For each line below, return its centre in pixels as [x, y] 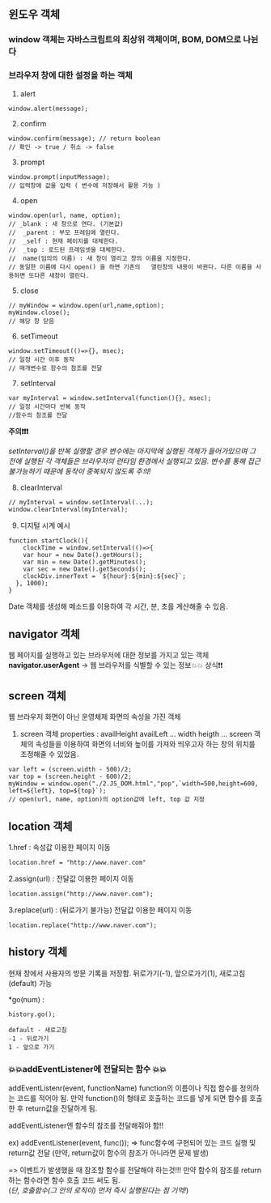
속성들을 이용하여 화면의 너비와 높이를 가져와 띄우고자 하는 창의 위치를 [146, 744]
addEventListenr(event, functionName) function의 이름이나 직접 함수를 [123, 1088]
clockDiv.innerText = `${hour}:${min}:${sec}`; [104, 576]
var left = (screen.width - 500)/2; [70, 770]
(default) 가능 [30, 983]
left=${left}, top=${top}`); [57, 791]
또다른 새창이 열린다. [59, 275]
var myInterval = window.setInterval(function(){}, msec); [110, 398]
